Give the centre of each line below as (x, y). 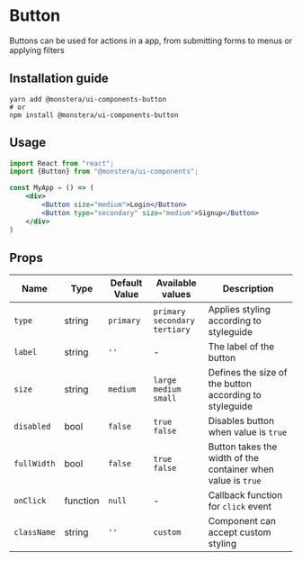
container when (241, 469)
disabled (32, 427)
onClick (30, 501)
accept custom (240, 532)
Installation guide (59, 79)
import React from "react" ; (62, 163)
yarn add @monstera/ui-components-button (88, 99)
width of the (233, 458)
